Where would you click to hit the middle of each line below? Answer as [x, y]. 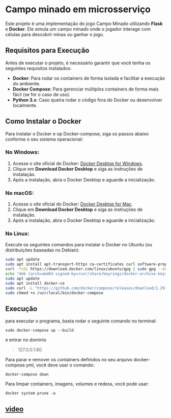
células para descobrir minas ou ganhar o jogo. [55, 34]
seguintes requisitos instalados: [38, 68]
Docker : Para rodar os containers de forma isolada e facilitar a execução [89, 78]
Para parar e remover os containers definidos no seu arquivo [69, 360]
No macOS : [20, 193]
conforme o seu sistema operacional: [44, 139]
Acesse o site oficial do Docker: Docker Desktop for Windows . [78, 163]
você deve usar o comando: [65, 365]
